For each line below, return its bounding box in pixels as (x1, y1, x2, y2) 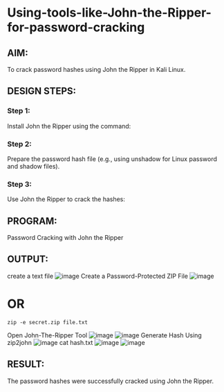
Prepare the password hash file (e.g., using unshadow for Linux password (7, 154, 218, 163)
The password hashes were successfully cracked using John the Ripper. (7, 377, 214, 385)
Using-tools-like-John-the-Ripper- (7, 5, 212, 21)
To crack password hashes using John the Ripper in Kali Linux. (7, 66, 186, 73)
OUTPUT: (7, 254, 48, 265)
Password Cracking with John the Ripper (7, 234, 124, 242)
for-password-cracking (7, 19, 145, 35)
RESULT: (7, 358, 45, 371)
